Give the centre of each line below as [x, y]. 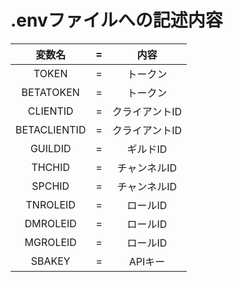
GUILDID [50, 148]
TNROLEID [50, 204]
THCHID [51, 167]
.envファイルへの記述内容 [116, 20]
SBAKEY [50, 261]
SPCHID [50, 186]
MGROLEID [50, 242]
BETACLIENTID [51, 129]
